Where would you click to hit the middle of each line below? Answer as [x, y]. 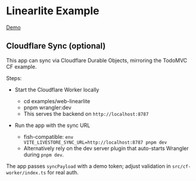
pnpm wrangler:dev [47, 107]
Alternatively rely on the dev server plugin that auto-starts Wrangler [106, 148]
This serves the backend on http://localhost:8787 [86, 113]
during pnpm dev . [44, 154]
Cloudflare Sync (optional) [56, 46]
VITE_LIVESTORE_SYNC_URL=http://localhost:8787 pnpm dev [95, 142]
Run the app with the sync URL [52, 125]
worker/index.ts [26, 173]
